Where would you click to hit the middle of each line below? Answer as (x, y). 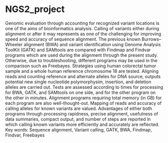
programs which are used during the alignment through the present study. (81, 55)
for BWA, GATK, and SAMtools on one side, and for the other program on (80, 92)
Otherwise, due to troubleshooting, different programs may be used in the (81, 60)
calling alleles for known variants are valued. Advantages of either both (79, 108)
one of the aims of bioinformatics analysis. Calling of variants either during (82, 28)
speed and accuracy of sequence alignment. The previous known (73, 39)
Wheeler (14, 44)
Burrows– (151, 39)
